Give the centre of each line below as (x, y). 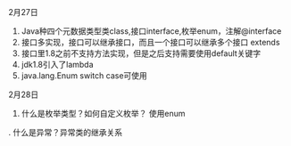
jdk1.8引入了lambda (58, 65)
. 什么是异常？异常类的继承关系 (65, 132)
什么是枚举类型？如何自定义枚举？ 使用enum (103, 114)
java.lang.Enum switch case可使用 (84, 76)
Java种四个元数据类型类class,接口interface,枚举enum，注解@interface (151, 31)
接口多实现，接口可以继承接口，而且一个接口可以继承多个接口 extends (150, 42)
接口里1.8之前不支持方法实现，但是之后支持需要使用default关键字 (141, 53)
